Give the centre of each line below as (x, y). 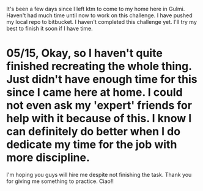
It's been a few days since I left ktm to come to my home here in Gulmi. (96, 9)
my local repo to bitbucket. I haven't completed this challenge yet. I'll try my (102, 22)
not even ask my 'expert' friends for (99, 105)
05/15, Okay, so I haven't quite (85, 53)
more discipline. (48, 158)
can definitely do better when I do (94, 132)
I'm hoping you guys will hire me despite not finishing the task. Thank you (99, 174)
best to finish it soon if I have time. (50, 28)
